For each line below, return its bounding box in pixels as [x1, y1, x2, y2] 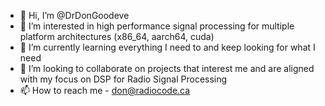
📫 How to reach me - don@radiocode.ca [19, 85, 191, 96]
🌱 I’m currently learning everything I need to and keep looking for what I [19, 41, 316, 53]
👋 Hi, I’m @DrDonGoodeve [19, 10, 130, 21]
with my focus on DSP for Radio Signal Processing [19, 73, 228, 85]
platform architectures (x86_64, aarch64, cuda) [19, 31, 215, 42]
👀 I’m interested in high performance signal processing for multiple [19, 20, 295, 32]
